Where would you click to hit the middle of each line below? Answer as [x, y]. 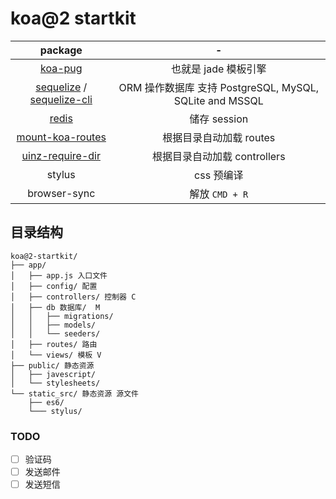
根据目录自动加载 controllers [218, 156]
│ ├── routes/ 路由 [54, 344]
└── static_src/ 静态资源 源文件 [74, 393]
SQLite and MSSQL [218, 100]
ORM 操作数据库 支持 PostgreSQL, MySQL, [219, 87]
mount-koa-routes [61, 137]
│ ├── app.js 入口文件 [59, 275]
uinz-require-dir [61, 155]
